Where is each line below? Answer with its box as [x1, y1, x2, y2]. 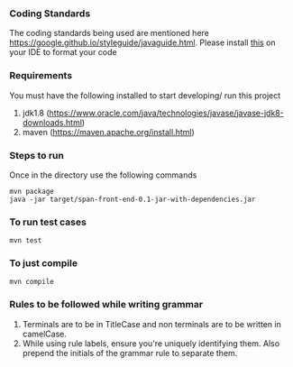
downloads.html [22, 116, 83, 128]
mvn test [9, 236, 42, 245]
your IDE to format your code [9, 47, 117, 58]
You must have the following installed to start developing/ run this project [9, 89, 281, 101]
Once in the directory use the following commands [9, 170, 197, 180]
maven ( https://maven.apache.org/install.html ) [22, 126, 196, 137]
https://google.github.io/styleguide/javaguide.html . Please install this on [9, 37, 277, 48]
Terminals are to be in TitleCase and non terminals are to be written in [22, 318, 281, 329]
